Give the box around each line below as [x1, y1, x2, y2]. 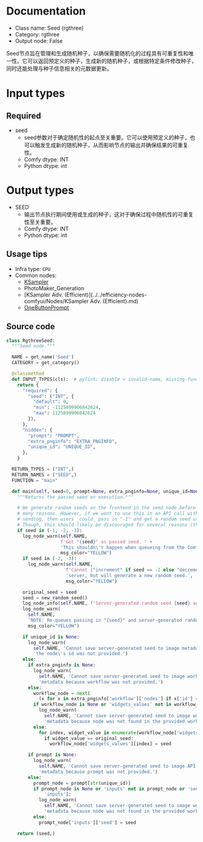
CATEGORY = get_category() [11, 359, 80, 366]
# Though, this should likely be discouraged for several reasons [17, 522, 188, 528]
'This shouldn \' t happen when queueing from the [60, 544, 185, 550]
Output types [6, 184, 74, 198]
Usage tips [6, 249, 48, 259]
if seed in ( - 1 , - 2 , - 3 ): [17, 527, 83, 533]
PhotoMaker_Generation [24, 284, 85, 292]
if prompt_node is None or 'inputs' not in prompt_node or [33, 786, 185, 792]
